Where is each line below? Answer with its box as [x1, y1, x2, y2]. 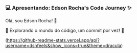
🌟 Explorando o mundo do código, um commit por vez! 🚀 [5, 27, 125, 34]
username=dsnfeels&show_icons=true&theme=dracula [5, 42, 122, 49]
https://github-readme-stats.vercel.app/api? [7, 37, 100, 43]
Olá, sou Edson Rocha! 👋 [5, 18, 57, 24]
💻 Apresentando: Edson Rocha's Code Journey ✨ [5, 4, 132, 11]
